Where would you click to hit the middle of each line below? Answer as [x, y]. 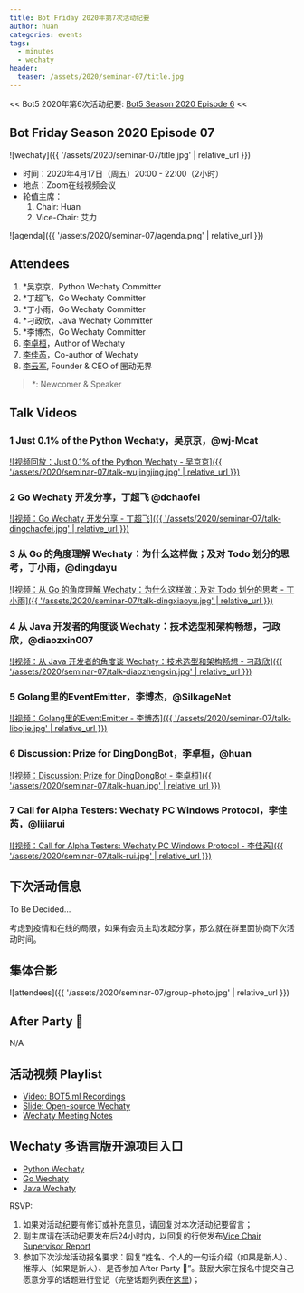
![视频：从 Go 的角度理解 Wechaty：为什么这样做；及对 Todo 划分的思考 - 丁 [152, 589]
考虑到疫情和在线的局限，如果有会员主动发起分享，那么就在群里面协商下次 [148, 927]
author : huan [34, 26]
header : [24, 69]
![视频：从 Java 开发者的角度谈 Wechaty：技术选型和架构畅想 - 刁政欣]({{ [146, 661]
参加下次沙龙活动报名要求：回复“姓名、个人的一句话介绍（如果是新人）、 [157, 1257]
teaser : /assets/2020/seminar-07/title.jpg [100, 77]
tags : [19, 43]
